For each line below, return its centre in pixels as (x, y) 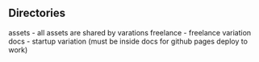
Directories (37, 13)
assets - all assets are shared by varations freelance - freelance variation (130, 32)
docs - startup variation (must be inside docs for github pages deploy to (128, 41)
